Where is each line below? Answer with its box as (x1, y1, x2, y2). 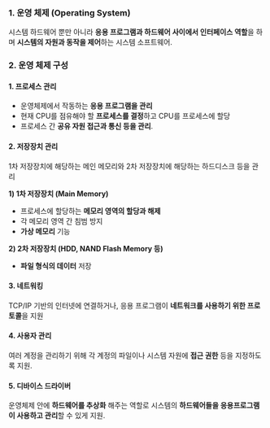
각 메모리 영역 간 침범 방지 (20, 216, 103, 225)
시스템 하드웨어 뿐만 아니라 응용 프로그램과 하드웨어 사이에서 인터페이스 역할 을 (8, 27, 255, 37)
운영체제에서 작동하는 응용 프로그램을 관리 (20, 101, 153, 111)
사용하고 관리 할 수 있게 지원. (16, 411, 106, 421)
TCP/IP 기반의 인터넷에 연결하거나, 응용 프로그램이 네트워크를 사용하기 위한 (8, 300, 246, 310)
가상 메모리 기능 (20, 226, 71, 236)
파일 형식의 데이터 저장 (20, 260, 92, 270)
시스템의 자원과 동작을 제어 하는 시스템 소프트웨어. (16, 37, 173, 47)
